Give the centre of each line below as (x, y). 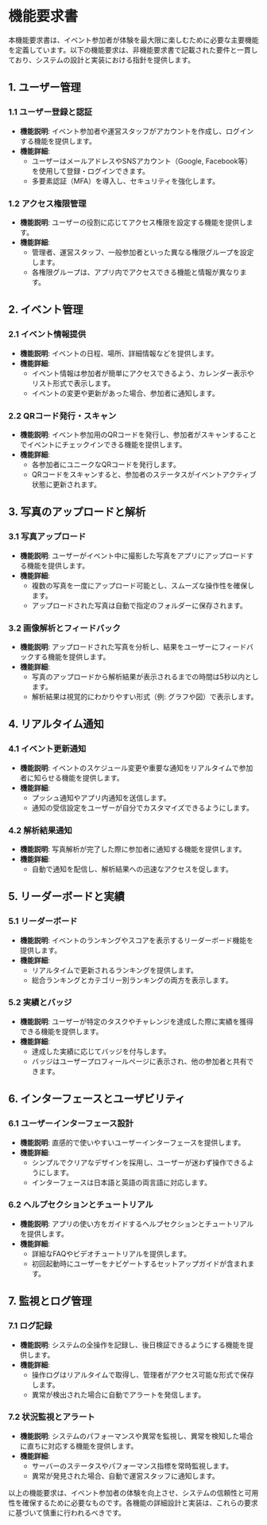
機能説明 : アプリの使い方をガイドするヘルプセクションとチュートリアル (137, 1224)
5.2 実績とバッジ (40, 1003)
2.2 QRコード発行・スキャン (62, 415)
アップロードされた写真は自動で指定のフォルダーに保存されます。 (139, 605)
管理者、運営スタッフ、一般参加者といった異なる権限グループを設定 (143, 252)
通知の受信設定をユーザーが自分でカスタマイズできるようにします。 (143, 808)
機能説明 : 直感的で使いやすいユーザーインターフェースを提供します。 (132, 1142)
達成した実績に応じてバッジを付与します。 (101, 1051)
